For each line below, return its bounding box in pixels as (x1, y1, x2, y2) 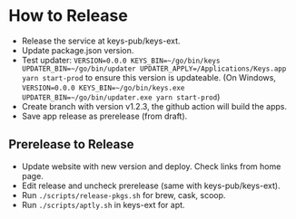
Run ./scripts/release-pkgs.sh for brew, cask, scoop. (21, 189, 226, 200)
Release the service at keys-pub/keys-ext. (21, 35, 181, 46)
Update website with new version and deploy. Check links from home (21, 160, 281, 172)
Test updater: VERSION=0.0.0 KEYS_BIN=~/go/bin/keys (21, 54, 221, 65)
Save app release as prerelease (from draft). (21, 110, 188, 121)
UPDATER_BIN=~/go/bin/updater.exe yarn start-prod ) (21, 91, 221, 102)
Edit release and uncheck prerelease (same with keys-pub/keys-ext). (21, 180, 281, 191)
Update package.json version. (21, 44, 134, 55)
